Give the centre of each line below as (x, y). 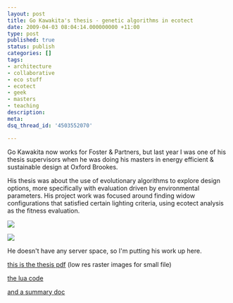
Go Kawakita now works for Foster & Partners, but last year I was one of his (117, 152)
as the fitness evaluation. (44, 210)
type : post (23, 34)
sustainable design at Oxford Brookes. (63, 167)
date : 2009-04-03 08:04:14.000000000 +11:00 (74, 27)
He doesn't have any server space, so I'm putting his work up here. (105, 251)
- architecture (30, 66)
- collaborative (31, 73)
